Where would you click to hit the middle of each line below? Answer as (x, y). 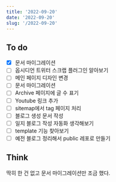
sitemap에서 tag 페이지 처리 (48, 108)
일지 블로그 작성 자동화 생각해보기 (54, 123)
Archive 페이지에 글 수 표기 (47, 93)
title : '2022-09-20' (32, 12)
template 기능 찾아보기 (42, 131)
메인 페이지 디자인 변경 (41, 78)
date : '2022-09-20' (31, 17)
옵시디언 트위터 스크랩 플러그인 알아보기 (62, 71)
